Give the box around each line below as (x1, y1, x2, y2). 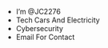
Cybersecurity (15, 24, 64, 33)
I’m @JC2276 (15, 7, 62, 16)
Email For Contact (15, 32, 75, 42)
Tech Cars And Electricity (15, 15, 100, 25)
